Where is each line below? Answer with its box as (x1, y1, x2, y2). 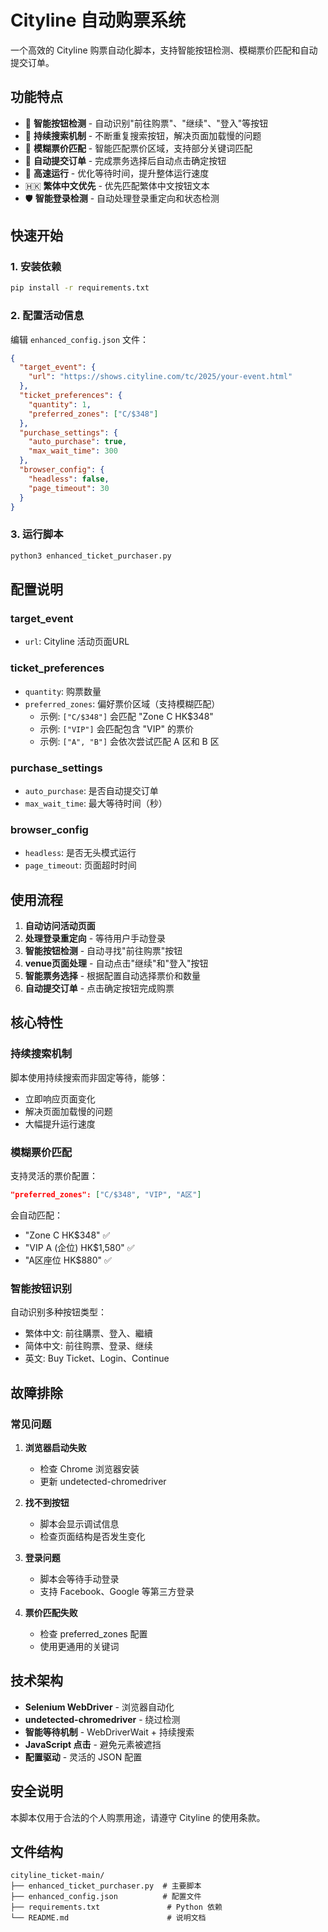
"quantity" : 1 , (28, 399, 92, 410)
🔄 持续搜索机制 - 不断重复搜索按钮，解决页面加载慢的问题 (24, 129, 262, 141)
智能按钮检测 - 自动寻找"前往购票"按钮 (24, 945, 183, 957)
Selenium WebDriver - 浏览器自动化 (24, 1701, 175, 1713)
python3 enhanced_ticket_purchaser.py (10, 551, 172, 561)
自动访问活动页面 (24, 920, 96, 932)
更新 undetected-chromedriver (39, 1475, 167, 1487)
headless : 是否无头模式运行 (24, 847, 137, 859)
